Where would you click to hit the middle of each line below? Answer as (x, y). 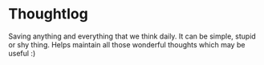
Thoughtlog (48, 14)
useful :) (22, 53)
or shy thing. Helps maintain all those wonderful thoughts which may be (127, 44)
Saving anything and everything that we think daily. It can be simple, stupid (132, 36)
